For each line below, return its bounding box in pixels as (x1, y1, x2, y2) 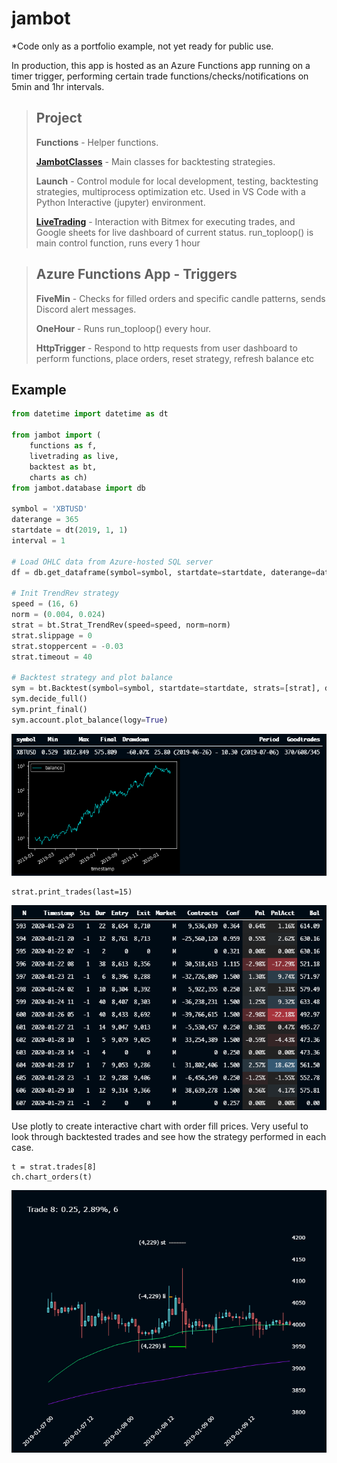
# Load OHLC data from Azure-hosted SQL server (11, 557, 214, 567)
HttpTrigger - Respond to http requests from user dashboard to (35, 342, 298, 354)
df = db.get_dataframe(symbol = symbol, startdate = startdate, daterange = (11, 567, 316, 577)
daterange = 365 (11, 515, 79, 525)
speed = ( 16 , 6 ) (11, 599, 79, 609)
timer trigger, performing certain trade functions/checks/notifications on (11, 70, 309, 82)
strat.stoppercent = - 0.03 (11, 641, 124, 651)
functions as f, (29, 441, 98, 451)
